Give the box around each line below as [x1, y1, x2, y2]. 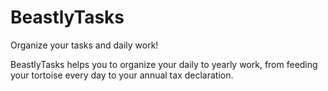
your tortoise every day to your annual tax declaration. [10, 69, 234, 81]
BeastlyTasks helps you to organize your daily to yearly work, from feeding [10, 58, 318, 70]
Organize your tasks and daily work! [10, 39, 159, 51]
